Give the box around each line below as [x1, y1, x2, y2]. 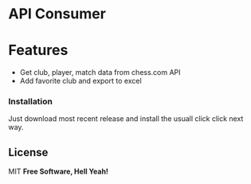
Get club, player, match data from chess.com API [19, 68, 181, 77]
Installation [8, 96, 53, 108]
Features [8, 41, 69, 60]
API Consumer [8, 5, 106, 23]
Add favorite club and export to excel [19, 76, 142, 86]
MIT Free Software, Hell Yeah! [8, 166, 109, 176]
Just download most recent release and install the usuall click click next [8, 114, 244, 123]
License [8, 145, 49, 159]
